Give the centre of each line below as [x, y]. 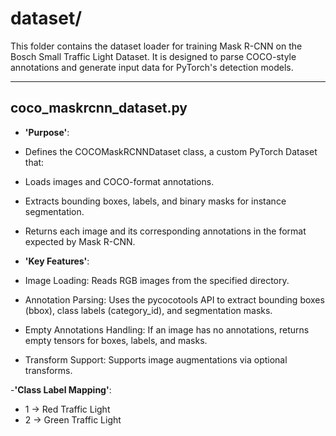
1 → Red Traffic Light [67, 409]
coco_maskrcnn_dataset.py [99, 108]
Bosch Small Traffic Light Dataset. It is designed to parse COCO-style [153, 56]
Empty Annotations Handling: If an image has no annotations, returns [167, 329]
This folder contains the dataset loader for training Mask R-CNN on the [156, 46]
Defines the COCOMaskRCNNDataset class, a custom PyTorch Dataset [171, 151]
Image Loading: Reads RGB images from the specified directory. [157, 280]
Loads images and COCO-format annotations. [119, 181]
